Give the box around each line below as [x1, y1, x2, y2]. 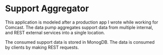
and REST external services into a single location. [5, 29, 105, 35]
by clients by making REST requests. [5, 44, 79, 50]
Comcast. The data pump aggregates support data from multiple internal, [5, 24, 153, 30]
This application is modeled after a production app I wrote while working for [5, 19, 159, 25]
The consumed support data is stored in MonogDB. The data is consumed [5, 39, 155, 45]
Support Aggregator [5, 3, 89, 14]
